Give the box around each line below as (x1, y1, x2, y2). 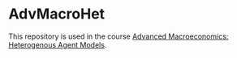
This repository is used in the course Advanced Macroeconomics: (8, 31, 229, 41)
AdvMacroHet (8, 5, 106, 23)
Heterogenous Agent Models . (8, 39, 107, 49)
